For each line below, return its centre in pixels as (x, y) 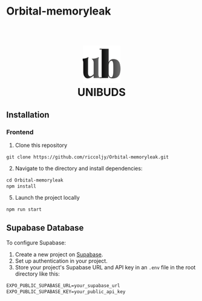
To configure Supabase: (36, 242)
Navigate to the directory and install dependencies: (79, 169)
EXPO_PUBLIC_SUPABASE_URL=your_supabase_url (63, 286)
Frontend (20, 132)
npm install (21, 186)
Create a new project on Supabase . (59, 254)
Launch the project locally (47, 198)
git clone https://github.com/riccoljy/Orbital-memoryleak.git (88, 157)
